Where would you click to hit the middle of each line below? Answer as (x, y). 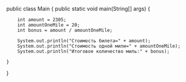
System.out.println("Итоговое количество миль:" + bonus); (94, 51)
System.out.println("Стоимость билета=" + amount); (84, 41)
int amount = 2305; (42, 20)
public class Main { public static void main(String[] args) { (78, 9)
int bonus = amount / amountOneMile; (65, 30)
